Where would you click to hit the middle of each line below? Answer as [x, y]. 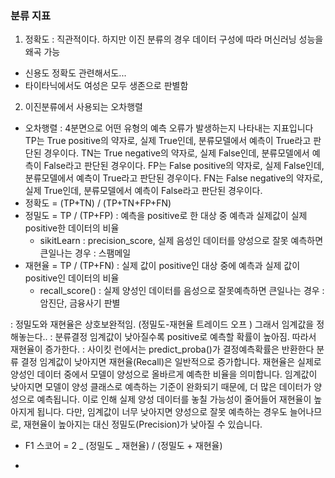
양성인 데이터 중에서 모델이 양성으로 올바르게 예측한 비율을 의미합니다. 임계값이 [164, 374]
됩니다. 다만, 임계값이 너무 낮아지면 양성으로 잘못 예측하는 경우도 [162, 412]
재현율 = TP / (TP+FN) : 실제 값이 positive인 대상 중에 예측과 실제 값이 [162, 266]
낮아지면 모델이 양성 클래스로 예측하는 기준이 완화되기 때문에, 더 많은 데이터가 [161, 387]
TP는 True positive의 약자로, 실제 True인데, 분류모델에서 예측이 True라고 [168, 141]
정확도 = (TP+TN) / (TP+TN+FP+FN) [98, 203]
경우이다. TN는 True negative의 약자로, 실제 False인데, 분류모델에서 [176, 153]
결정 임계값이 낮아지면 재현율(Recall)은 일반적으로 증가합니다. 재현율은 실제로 [171, 362]
